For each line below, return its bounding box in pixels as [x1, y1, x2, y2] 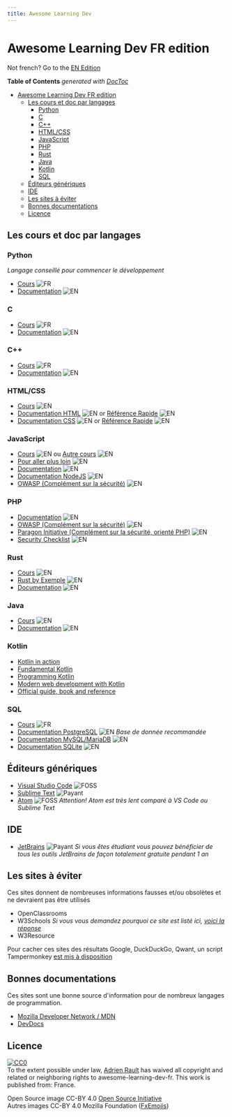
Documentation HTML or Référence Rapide [17, 409, 158, 417]
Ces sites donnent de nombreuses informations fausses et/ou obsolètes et [7, 888, 222, 897]
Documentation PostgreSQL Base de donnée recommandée [17, 727, 207, 736]
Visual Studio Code [17, 781, 73, 790]
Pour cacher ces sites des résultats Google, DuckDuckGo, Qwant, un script [7, 945, 223, 954]
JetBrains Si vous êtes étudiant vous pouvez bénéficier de [17, 842, 213, 850]
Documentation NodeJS [17, 472, 87, 480]
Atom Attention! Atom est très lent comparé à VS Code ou [17, 796, 208, 804]
